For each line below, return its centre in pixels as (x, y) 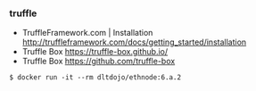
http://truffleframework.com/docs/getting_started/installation (134, 42)
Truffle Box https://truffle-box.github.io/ (95, 52)
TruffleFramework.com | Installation (87, 33)
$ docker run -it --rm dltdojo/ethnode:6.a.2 (95, 78)
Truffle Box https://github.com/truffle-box (99, 62)
